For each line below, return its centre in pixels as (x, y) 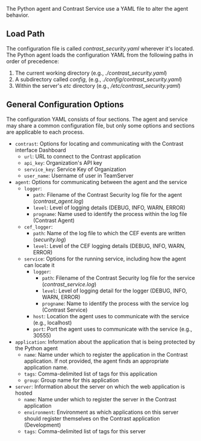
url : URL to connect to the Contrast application (82, 156)
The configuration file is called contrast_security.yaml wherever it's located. (100, 48)
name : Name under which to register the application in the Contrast (106, 354)
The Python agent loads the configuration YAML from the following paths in (100, 55)
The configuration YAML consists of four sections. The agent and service (97, 119)
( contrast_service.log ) (69, 284)
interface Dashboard (40, 150)
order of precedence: (33, 61)
